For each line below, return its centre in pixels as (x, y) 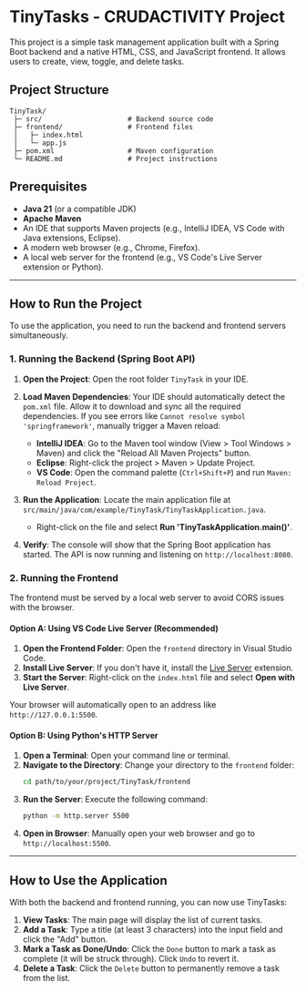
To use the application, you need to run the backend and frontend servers (148, 326)
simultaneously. (39, 335)
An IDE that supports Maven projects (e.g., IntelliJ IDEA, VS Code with (153, 228)
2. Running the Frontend (64, 577)
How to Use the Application (88, 880)
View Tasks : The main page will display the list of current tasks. (143, 919)
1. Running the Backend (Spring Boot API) (102, 359)
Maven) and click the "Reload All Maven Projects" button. (144, 453)
